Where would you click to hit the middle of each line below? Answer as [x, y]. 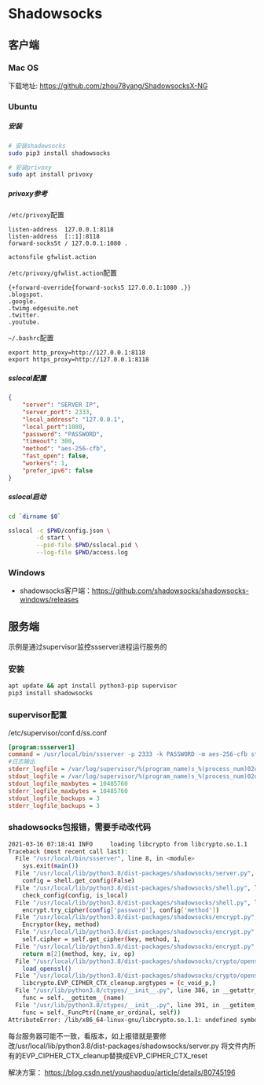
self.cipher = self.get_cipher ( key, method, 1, [101, 939]
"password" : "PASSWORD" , [63, 434]
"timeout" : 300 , [49, 442]
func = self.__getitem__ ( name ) [73, 998]
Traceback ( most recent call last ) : [68, 851]
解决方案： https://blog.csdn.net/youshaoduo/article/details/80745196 [122, 1072]
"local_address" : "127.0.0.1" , [73, 419]
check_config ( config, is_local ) [75, 895]
